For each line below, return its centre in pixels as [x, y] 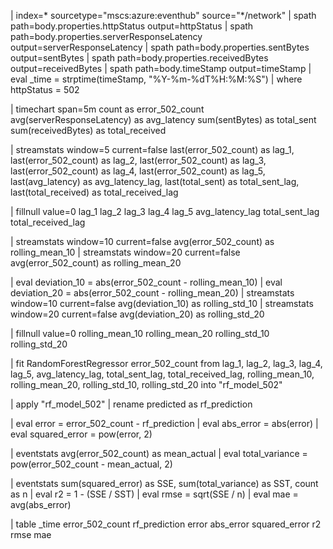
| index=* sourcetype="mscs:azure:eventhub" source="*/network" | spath [163, 15]
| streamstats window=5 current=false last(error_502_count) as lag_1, [152, 149]
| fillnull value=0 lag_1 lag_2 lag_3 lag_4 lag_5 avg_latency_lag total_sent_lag [165, 211]
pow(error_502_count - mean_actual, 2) [91, 464]
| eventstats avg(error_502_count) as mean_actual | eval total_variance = [159, 453]
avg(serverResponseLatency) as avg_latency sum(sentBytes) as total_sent [163, 119]
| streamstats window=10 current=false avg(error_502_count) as [142, 241]
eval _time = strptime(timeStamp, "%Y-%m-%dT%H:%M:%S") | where [156, 79]
